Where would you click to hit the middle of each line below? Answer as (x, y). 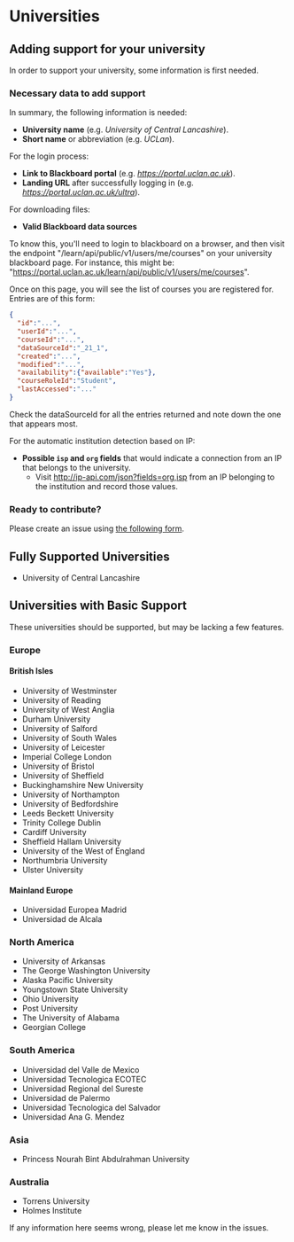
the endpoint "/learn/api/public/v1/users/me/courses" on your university (141, 254)
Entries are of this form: (52, 299)
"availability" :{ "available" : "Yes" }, (87, 373)
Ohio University (50, 999)
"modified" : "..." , (51, 364)
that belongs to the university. (76, 467)
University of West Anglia (68, 709)
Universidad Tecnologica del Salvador (91, 1107)
